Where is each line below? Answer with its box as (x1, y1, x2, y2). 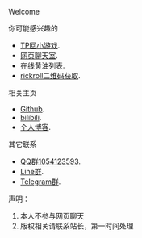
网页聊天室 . (19, 51, 58, 60)
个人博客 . (19, 123, 51, 132)
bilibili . (19, 113, 42, 122)
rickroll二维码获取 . (19, 71, 81, 80)
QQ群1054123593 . (19, 157, 81, 166)
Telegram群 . (19, 177, 61, 186)
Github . (19, 104, 45, 114)
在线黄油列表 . (19, 61, 65, 70)
